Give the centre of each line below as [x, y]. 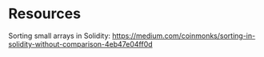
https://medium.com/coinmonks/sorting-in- [184, 36]
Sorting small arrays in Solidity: [59, 36]
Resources [45, 14]
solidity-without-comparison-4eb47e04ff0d [81, 44]
